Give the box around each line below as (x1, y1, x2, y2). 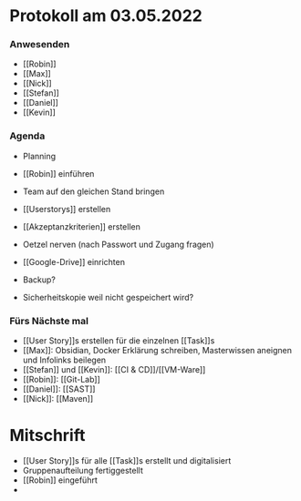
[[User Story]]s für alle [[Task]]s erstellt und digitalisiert (22, 455, 232, 466)
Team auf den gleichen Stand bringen (22, 186, 165, 197)
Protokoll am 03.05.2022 (9, 5, 202, 26)
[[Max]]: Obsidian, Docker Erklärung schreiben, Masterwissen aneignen (22, 345, 292, 356)
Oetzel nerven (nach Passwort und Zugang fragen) (22, 239, 214, 250)
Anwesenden (9, 38, 70, 51)
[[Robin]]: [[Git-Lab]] (22, 374, 100, 385)
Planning (22, 150, 57, 161)
